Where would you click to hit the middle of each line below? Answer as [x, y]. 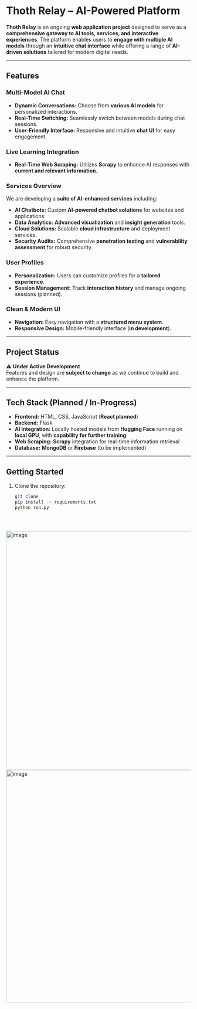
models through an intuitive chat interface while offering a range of [89, 46]
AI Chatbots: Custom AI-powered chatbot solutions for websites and [99, 210]
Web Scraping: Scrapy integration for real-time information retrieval [97, 441]
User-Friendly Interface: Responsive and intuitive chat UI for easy [95, 130]
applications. [30, 216]
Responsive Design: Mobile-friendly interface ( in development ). [93, 328]
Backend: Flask [33, 423]
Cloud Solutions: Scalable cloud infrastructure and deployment [92, 229]
